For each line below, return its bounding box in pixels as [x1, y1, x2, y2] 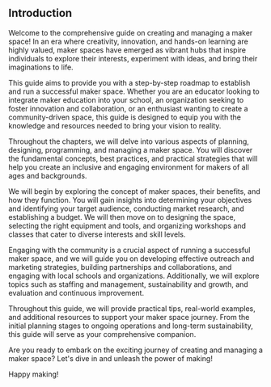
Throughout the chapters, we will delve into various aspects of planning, [8, 137, 249, 146]
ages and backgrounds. [8, 170, 87, 180]
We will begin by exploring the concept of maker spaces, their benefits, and [8, 186, 260, 196]
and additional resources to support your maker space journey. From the [8, 312, 250, 322]
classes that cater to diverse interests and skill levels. [8, 229, 186, 239]
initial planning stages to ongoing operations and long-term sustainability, [8, 321, 253, 330]
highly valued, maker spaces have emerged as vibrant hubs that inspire [8, 44, 247, 55]
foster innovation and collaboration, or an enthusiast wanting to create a [8, 103, 248, 113]
